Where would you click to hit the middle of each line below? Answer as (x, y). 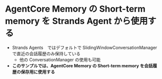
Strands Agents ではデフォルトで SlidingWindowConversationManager (84, 47)
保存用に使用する (38, 72)
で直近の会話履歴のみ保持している (46, 53)
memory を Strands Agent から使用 (77, 21)
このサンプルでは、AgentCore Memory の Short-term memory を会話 (82, 65)
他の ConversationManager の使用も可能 (60, 60)
